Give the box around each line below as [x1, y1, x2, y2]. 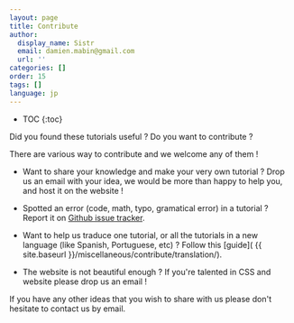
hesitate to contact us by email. [9, 303, 126, 314]
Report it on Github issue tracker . [22, 212, 145, 223]
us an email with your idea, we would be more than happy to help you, [22, 175, 283, 186]
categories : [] [9, 64, 67, 73]
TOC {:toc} [22, 114, 63, 125]
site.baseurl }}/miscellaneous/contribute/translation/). [22, 249, 223, 260]
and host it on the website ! [22, 185, 124, 196]
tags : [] [9, 80, 42, 89]
